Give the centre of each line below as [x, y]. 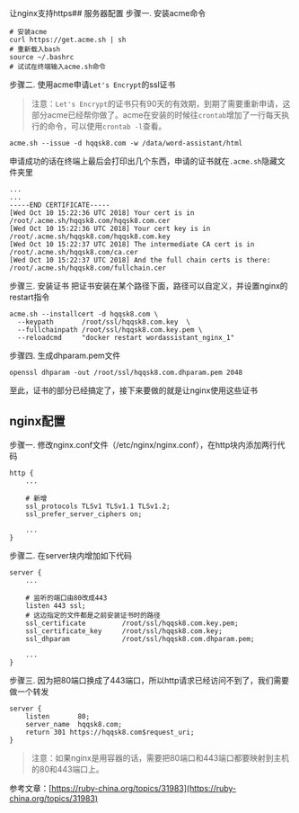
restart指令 [30, 297]
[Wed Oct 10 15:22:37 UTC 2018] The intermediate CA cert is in [132, 245]
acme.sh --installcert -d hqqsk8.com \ [84, 314]
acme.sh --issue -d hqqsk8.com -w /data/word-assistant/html [126, 143]
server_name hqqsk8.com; [74, 724]
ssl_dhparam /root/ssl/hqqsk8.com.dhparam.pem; [140, 639]
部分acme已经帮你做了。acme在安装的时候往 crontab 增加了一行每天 [156, 115]
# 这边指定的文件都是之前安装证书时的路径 [93, 615]
